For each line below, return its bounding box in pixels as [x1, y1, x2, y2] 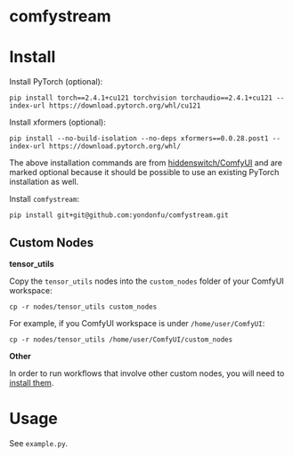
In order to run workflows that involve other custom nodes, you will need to [9, 367, 285, 379]
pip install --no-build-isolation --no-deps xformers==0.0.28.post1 [9, 134, 269, 143]
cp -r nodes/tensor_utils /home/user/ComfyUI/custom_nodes [9, 335, 233, 344]
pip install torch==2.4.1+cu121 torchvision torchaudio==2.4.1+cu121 [9, 93, 273, 103]
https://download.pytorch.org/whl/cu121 [48, 101, 201, 110]
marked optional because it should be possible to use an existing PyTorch [9, 167, 280, 178]
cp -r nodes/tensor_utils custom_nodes [9, 302, 158, 311]
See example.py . [9, 437, 69, 448]
